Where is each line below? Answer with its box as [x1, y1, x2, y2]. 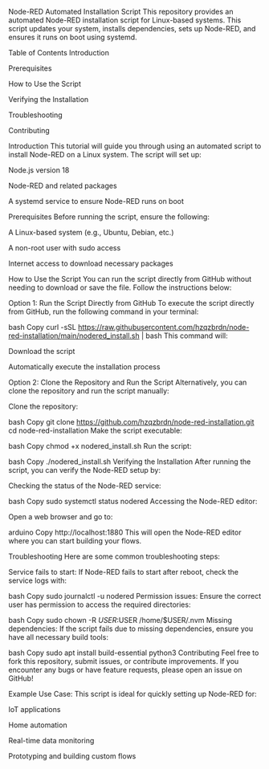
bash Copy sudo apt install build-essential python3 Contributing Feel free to [8, 648, 259, 657]
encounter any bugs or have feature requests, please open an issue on [8, 665, 243, 674]
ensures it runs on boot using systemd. [8, 32, 138, 42]
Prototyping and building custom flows [8, 751, 137, 761]
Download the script [8, 347, 75, 356]
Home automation [8, 720, 67, 730]
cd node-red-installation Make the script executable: [8, 425, 182, 435]
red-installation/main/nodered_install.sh [8, 331, 141, 340]
